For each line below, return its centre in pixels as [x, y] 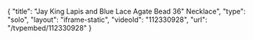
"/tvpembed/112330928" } [49, 28]
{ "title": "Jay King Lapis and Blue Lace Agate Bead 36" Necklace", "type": [127, 11]
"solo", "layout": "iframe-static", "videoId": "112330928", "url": [108, 20]
